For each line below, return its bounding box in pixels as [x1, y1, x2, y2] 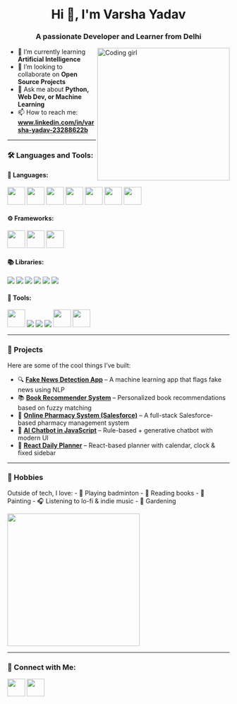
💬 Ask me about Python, [17, 85, 90, 94]
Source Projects [17, 78, 66, 86]
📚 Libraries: [7, 258, 44, 266]
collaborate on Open [17, 70, 78, 78]
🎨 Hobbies [7, 473, 44, 483]
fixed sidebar [17, 448, 56, 457]
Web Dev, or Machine [17, 93, 83, 101]
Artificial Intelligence [17, 55, 81, 64]
